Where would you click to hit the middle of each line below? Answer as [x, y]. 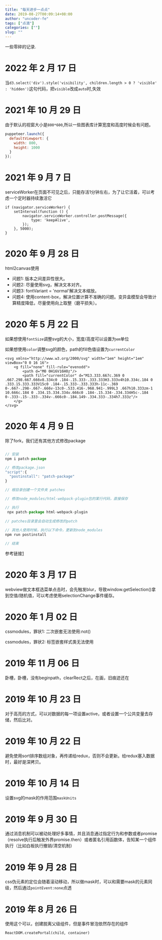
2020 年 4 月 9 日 [40, 426]
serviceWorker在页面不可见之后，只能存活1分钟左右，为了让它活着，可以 [78, 192]
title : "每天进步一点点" [27, 10]
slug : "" [14, 32]
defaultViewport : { [29, 138]
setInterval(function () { [41, 212]
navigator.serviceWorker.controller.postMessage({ [75, 216]
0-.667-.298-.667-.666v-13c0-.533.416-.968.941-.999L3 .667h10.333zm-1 [79, 388]
